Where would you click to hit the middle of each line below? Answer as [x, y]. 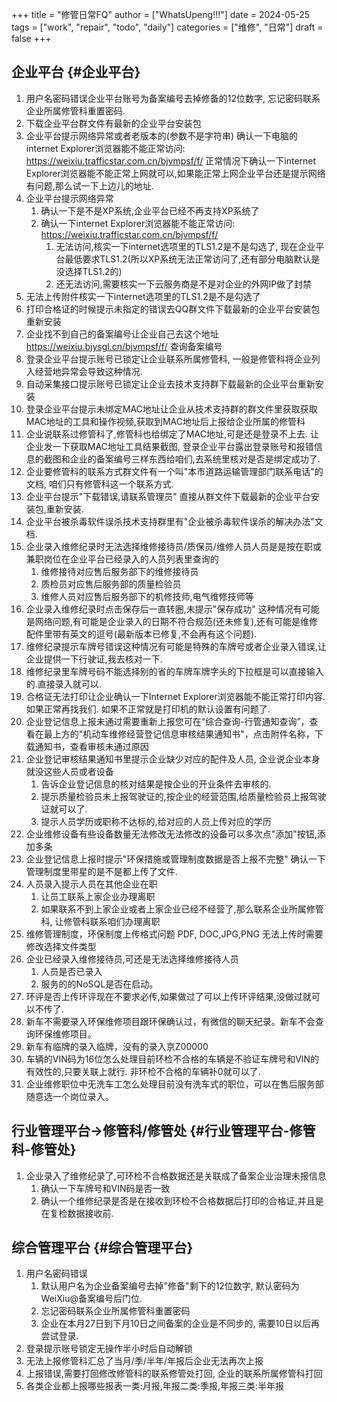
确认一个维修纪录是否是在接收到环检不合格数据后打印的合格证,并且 [178, 1200]
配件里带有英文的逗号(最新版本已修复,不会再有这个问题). [141, 634]
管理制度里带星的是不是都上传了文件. [101, 871]
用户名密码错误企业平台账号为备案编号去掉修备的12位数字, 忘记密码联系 [173, 98]
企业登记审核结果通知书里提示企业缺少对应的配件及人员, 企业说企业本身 [173, 759]
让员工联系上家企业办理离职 [98, 896]
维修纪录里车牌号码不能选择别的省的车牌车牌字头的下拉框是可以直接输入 [174, 671]
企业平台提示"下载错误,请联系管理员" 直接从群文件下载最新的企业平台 [168, 496]
